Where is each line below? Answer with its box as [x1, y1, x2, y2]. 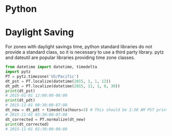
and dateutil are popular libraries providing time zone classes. [5, 54, 136, 61]
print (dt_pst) [5, 88, 36, 93]
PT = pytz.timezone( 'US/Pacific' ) [5, 74, 79, 79]
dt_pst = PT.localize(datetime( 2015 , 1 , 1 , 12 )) [5, 79, 111, 84]
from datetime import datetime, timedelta [5, 65, 97, 70]
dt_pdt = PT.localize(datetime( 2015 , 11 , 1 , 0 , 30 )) [5, 83, 120, 89]
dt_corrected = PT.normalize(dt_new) [5, 116, 86, 122]
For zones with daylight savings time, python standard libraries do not [5, 44, 153, 50]
